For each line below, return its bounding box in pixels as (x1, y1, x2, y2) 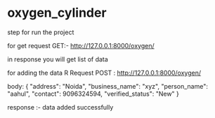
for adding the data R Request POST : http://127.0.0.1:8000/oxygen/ (7, 68, 202, 77)
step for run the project (7, 28, 74, 36)
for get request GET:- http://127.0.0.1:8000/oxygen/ (7, 41, 155, 50)
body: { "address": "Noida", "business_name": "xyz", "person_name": (7, 82, 209, 90)
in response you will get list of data (7, 54, 109, 64)
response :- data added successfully (7, 103, 114, 111)
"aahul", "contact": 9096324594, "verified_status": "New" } (7, 89, 179, 98)
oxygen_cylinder (7, 5, 107, 21)
